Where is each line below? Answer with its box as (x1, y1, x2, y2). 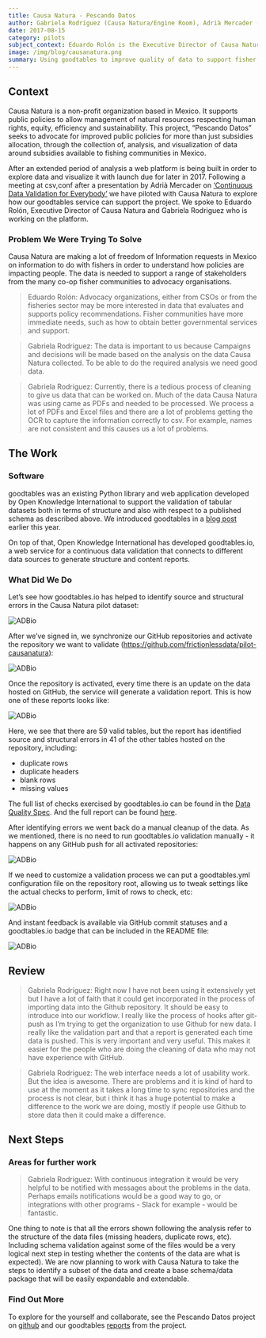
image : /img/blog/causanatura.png (8, 48, 123, 56)
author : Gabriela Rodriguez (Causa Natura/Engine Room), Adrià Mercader (8, 19, 253, 27)
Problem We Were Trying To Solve (8, 234, 142, 245)
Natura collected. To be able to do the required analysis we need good (27, 358, 258, 367)
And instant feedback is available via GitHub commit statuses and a (8, 918, 228, 927)
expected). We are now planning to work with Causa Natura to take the (8, 1257, 239, 1267)
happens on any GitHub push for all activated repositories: (8, 839, 199, 849)
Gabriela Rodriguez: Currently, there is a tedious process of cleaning (27, 382, 252, 391)
